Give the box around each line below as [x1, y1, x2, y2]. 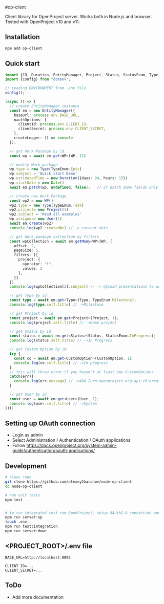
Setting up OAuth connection [5, 419, 96, 427]
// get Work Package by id [9, 149, 64, 153]
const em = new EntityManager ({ [9, 108, 76, 113]
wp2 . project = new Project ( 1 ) [9, 207, 69, 212]
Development [5, 462, 47, 470]
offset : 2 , [14, 243, 36, 248]
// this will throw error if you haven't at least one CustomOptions [9, 369, 154, 374]
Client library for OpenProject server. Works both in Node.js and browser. [5, 14, 152, 19]
